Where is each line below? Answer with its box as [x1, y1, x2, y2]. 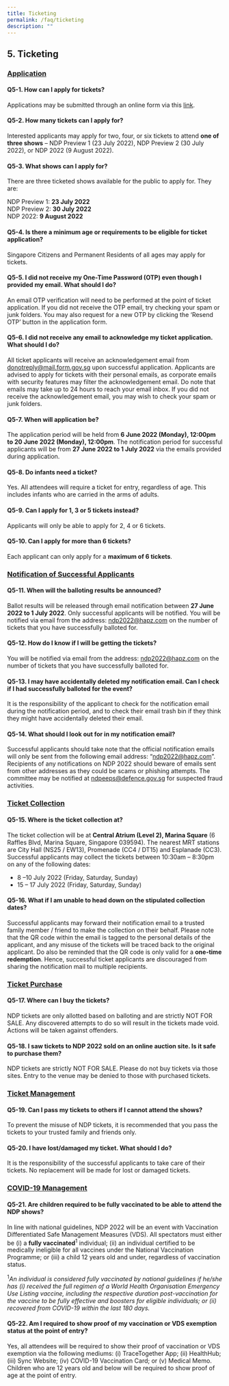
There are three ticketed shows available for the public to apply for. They [7, 177, 212, 186]
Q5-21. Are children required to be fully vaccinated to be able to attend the [7, 1200, 222, 1209]
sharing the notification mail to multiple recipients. [7, 962, 148, 970]
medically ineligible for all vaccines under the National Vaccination [7, 1246, 194, 1254]
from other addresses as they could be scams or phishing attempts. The [7, 767, 211, 775]
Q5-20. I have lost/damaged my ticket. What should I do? [7, 1144, 172, 1152]
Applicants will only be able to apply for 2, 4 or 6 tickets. [7, 521, 166, 529]
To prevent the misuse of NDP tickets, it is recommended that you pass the [7, 1121, 218, 1129]
